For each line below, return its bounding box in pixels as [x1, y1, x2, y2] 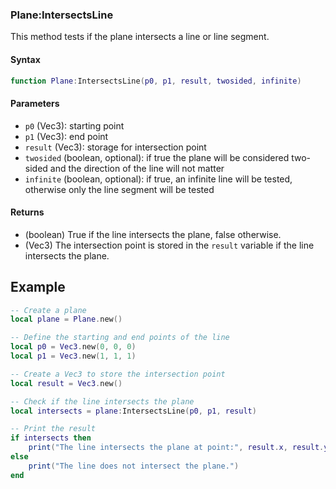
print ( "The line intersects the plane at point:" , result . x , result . [28, 443, 325, 453]
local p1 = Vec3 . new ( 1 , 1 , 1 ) [10, 351, 137, 362]
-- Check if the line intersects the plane [10, 396, 195, 407]
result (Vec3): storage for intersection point [24, 141, 207, 153]
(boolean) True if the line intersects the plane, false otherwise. [24, 228, 282, 240]
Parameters [10, 97, 60, 109]
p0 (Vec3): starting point [24, 119, 125, 132]
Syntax [10, 53, 41, 65]
